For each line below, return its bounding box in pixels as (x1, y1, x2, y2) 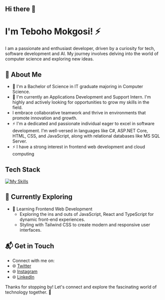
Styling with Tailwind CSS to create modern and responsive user (19, 221, 150, 228)
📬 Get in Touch (5, 242, 54, 250)
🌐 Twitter (12, 263, 32, 269)
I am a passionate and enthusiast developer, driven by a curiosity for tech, (5, 46, 155, 51)
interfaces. (19, 227, 42, 233)
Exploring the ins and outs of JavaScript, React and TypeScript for (19, 211, 154, 217)
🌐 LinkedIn (12, 274, 34, 280)
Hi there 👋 (5, 5, 36, 13)
